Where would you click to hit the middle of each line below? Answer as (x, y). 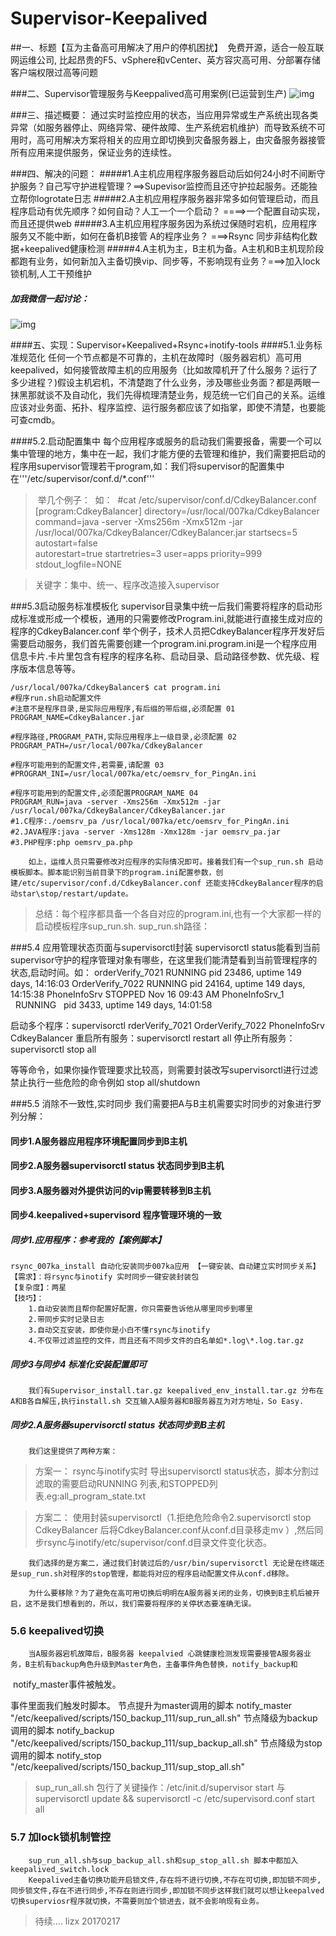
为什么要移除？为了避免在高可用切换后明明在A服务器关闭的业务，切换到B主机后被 (170, 1593)
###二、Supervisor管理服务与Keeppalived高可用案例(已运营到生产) (149, 93)
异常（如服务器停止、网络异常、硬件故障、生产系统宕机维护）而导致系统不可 (168, 127)
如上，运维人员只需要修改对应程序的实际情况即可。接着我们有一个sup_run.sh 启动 (175, 862)
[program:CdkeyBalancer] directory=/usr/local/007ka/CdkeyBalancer (177, 511)
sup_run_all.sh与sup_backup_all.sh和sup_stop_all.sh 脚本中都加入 (163, 1860)
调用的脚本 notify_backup (62, 1731)
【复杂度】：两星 (38, 1288)
